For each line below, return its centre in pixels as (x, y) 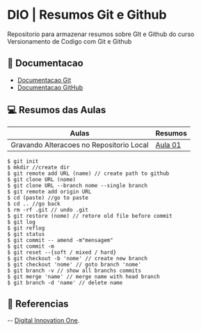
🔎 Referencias (38, 304)
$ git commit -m (31, 246)
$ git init (23, 161)
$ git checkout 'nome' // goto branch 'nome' (74, 264)
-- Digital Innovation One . (43, 321)
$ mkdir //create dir (39, 167)
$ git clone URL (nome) (42, 179)
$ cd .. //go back (34, 204)
